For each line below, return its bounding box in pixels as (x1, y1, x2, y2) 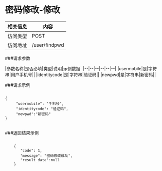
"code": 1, (20, 148, 42, 153)
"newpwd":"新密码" (16, 112, 51, 116)
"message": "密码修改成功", (20, 153, 73, 158)
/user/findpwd (32, 41, 64, 48)
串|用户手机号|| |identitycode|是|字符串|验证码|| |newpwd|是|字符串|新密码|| (5, 72, 156, 77)
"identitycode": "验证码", (16, 106, 69, 111)
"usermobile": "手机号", (16, 101, 64, 106)
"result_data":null (20, 157, 60, 162)
